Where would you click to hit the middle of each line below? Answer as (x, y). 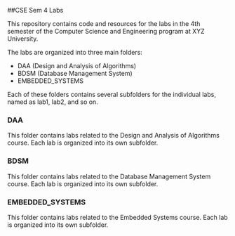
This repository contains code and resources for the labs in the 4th (104, 24)
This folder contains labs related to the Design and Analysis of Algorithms (113, 136)
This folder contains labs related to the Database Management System (109, 176)
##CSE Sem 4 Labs (35, 10)
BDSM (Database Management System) (75, 73)
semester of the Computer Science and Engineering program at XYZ (106, 31)
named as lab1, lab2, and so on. (53, 102)
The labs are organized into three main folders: (75, 52)
